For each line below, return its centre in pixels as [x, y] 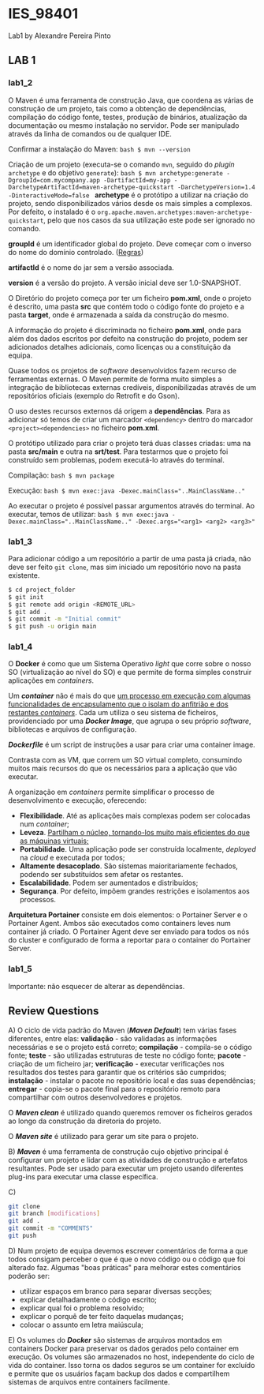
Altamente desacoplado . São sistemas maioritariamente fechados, [129, 866]
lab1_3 [20, 541]
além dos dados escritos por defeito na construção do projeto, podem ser [128, 338]
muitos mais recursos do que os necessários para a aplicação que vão [123, 768]
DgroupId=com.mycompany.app [54, 180]
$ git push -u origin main [52, 627]
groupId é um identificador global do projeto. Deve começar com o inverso [130, 244]
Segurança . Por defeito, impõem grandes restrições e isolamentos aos [134, 891]
